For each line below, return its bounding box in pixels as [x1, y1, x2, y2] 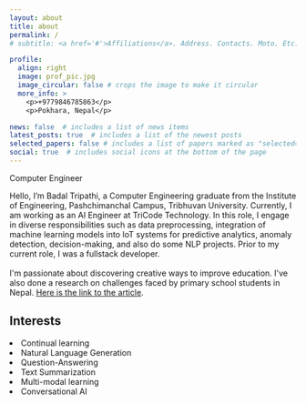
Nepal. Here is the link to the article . [9, 287, 144, 298]
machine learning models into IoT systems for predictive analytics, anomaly [9, 228, 292, 239]
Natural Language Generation [21, 347, 132, 358]
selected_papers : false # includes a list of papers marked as [9, 139, 255, 148]
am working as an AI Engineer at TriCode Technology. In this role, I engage [9, 209, 290, 220]
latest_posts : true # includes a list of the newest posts [9, 131, 243, 140]
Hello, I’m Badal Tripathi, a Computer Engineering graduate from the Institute [9, 190, 297, 201]
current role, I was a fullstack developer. [9, 247, 160, 259]
